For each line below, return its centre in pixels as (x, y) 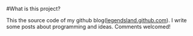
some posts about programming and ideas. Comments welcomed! (88, 27)
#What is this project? (33, 9)
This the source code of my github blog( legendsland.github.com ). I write (97, 20)
